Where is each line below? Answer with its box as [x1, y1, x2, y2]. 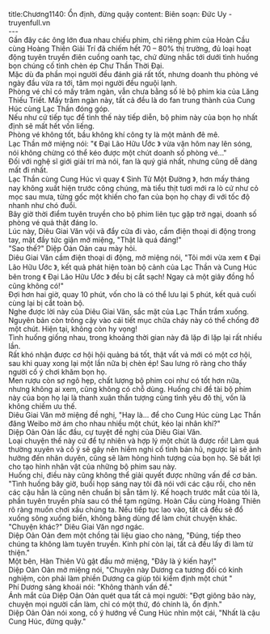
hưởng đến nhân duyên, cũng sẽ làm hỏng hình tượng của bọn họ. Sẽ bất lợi [8, 453, 261, 462]
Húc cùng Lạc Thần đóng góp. [8, 104, 111, 113]
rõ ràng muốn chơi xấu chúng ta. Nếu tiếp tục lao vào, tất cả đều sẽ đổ [8, 504, 244, 514]
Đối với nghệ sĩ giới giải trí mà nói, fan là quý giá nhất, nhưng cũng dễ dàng [8, 156, 258, 166]
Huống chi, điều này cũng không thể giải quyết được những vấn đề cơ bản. [8, 470, 258, 479]
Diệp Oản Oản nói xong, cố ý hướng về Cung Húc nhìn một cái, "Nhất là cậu [8, 608, 260, 617]
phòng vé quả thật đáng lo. [8, 218, 99, 228]
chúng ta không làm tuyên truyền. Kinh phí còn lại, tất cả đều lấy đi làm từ [8, 539, 254, 548]
